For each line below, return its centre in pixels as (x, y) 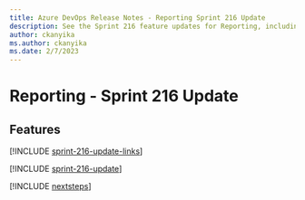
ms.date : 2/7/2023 (44, 52)
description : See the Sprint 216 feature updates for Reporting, (135, 26)
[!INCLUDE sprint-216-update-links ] (76, 151)
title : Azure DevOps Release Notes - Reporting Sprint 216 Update (138, 18)
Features (35, 129)
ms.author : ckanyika (49, 43)
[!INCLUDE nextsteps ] (51, 186)
